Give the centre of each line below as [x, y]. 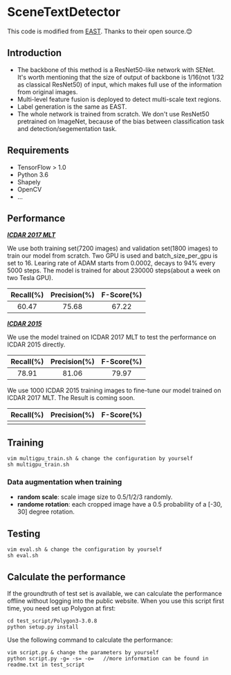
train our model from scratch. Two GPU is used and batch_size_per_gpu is [112, 256]
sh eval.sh [23, 556]
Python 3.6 [33, 175]
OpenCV [29, 189]
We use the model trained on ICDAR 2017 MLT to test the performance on [112, 337]
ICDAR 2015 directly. [36, 344]
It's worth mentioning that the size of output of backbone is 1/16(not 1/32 [121, 77]
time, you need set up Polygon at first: [62, 608]
